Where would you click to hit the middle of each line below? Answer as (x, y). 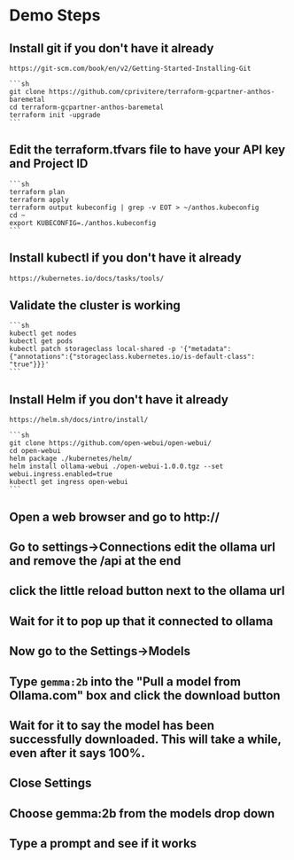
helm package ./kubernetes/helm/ (71, 459)
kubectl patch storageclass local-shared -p (93, 349)
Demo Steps (55, 16)
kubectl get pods (41, 341)
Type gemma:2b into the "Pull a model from (125, 681)
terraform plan (37, 192)
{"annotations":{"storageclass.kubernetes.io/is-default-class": (132, 357)
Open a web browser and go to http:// (114, 516)
